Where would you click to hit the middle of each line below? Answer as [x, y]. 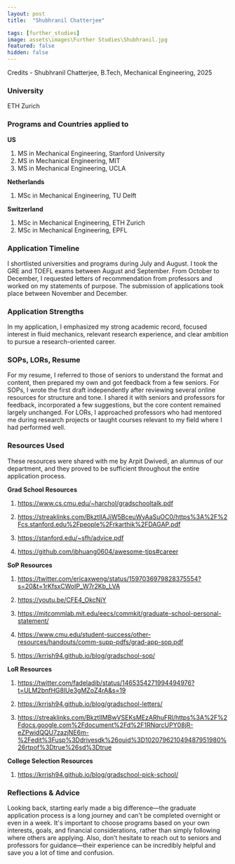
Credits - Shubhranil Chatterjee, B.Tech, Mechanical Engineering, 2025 [110, 72]
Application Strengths [46, 311]
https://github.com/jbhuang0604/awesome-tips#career [98, 551]
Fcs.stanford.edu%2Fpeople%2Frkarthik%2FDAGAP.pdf [99, 524]
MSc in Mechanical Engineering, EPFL [72, 230]
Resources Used [36, 445]
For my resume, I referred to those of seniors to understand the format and [115, 375]
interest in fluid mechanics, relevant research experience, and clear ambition [118, 334]
